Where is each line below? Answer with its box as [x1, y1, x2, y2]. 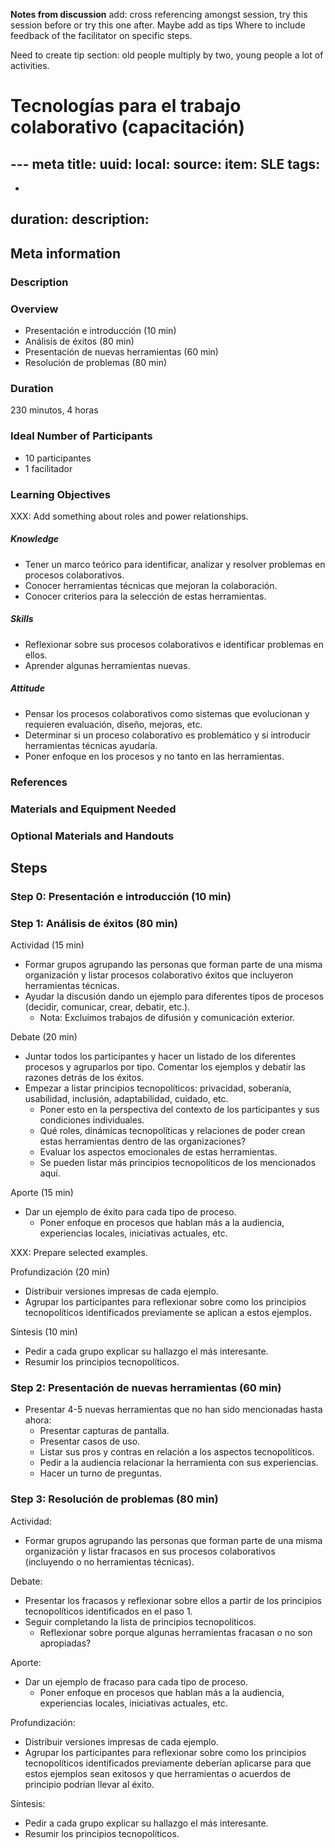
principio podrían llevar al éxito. [24, 1778, 155, 1790]
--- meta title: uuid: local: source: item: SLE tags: [10, 155, 321, 173]
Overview [10, 302, 59, 316]
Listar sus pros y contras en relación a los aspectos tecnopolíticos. [39, 1446, 315, 1458]
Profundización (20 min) [10, 1266, 111, 1278]
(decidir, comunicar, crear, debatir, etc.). [24, 1001, 191, 1013]
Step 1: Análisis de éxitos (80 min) [10, 916, 178, 930]
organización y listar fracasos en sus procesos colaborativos [24, 1545, 276, 1557]
